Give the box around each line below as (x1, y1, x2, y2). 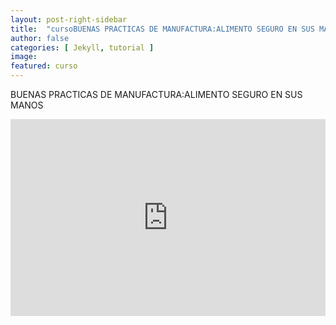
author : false (10, 33, 70, 43)
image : (10, 52, 38, 62)
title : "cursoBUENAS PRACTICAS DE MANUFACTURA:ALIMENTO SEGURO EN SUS (10, 24, 315, 34)
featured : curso (10, 61, 78, 71)
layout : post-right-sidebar (10, 14, 128, 25)
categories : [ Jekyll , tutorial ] (10, 42, 155, 53)
